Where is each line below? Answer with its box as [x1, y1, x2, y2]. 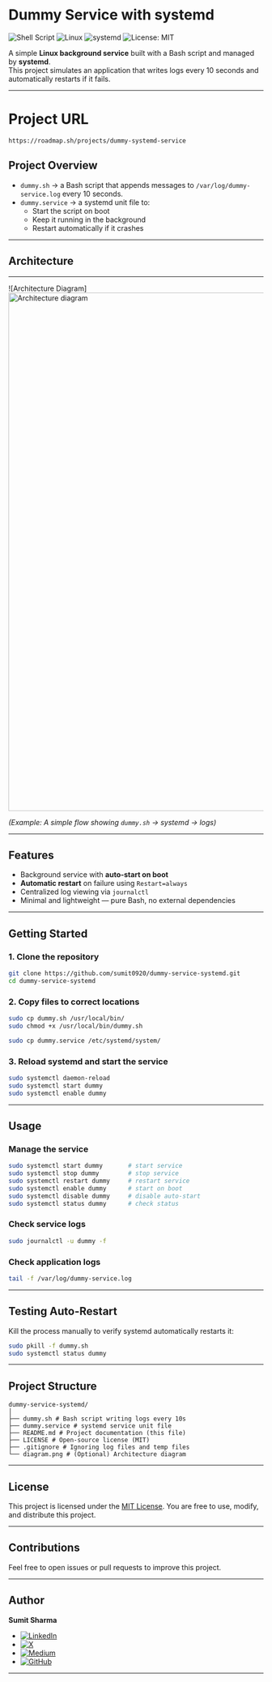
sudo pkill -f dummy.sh [8, 1342, 89, 1350]
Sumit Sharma [8, 1615, 57, 1625]
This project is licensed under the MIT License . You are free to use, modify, [8, 1501, 259, 1511]
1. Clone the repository [8, 951, 100, 962]
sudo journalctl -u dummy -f [8, 1237, 107, 1245]
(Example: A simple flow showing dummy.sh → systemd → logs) [8, 817, 217, 827]
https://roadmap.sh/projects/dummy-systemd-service [8, 136, 186, 145]
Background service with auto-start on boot [19, 870, 168, 879]
